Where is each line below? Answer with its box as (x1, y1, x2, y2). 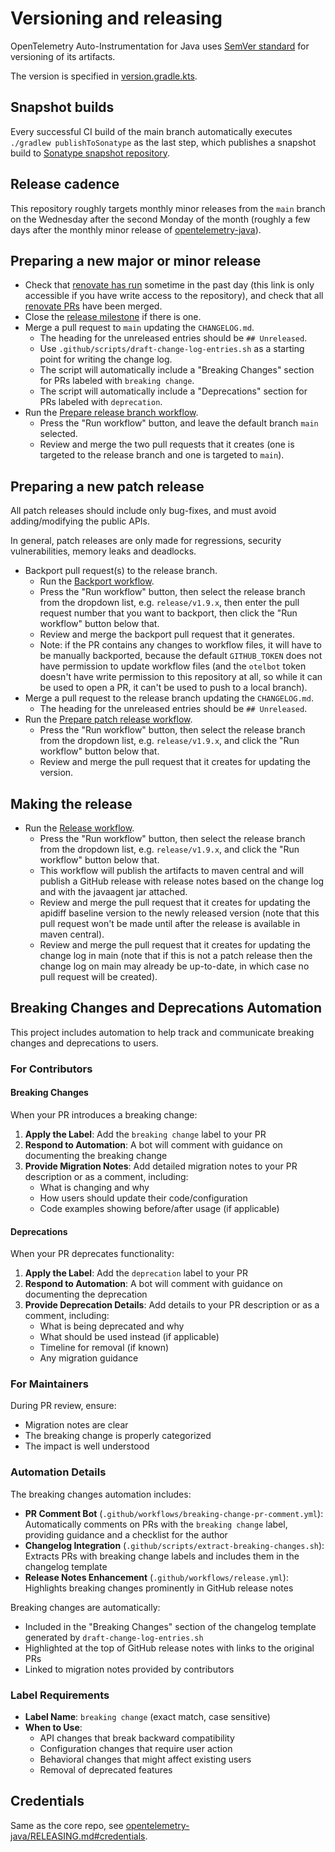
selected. (39, 428, 78, 440)
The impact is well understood (24, 1440, 150, 1452)
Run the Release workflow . (24, 822, 135, 834)
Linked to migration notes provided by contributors (24, 1663, 235, 1675)
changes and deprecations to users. (10, 1037, 159, 1049)
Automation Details (10, 1465, 107, 1479)
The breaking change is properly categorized (24, 1430, 212, 1442)
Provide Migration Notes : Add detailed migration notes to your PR (24, 1160, 298, 1172)
